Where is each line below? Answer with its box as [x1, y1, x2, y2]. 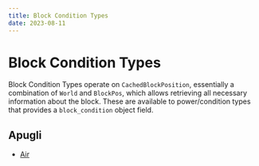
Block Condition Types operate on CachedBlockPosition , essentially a [8, 80, 235, 89]
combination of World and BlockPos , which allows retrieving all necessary [8, 89, 248, 98]
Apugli [8, 128, 42, 142]
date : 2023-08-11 [8, 19, 66, 27]
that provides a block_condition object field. [8, 105, 154, 115]
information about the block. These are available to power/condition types [8, 97, 251, 106]
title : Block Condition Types [8, 11, 109, 20]
